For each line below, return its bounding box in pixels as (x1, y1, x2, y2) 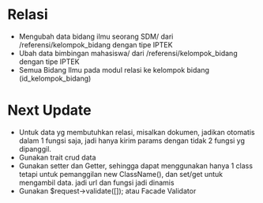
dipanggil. (18, 144, 52, 153)
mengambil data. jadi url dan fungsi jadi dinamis (18, 178, 175, 187)
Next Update (7, 101, 92, 119)
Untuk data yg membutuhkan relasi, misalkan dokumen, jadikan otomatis (18, 127, 255, 137)
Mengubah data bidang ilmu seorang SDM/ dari (18, 32, 174, 41)
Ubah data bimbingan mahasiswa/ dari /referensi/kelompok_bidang (18, 48, 238, 58)
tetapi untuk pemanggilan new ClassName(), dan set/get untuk (18, 169, 224, 179)
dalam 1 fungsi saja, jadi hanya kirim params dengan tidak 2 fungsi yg (18, 136, 246, 145)
